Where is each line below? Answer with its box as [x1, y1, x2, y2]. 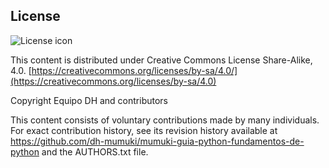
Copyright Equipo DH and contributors [10, 94, 169, 106]
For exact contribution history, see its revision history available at [10, 124, 278, 136]
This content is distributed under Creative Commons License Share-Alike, [10, 54, 313, 66]
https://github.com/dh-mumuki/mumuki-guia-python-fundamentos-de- [10, 135, 305, 147]
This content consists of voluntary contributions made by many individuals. [10, 114, 320, 126]
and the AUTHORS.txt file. [41, 145, 149, 158]
